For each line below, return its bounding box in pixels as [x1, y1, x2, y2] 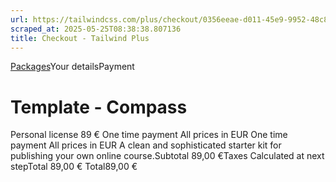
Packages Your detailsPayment [10, 61, 135, 73]
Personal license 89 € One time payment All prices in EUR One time [10, 129, 288, 141]
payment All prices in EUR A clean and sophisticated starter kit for [10, 139, 282, 151]
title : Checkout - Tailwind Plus [10, 33, 150, 43]
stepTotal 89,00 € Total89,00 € [10, 161, 138, 173]
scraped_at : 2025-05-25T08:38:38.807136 [10, 24, 182, 34]
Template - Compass [10, 96, 188, 118]
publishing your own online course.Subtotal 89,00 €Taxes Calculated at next [10, 150, 325, 162]
